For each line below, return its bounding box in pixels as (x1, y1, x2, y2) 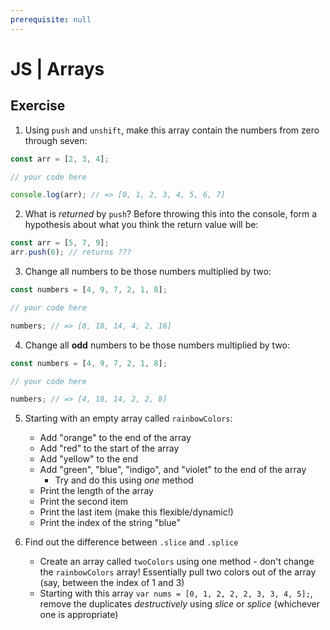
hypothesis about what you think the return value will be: (24, 219, 259, 231)
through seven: (24, 134, 88, 146)
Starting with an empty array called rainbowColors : (24, 412, 233, 425)
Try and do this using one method (54, 474, 194, 486)
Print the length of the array (39, 485, 154, 497)
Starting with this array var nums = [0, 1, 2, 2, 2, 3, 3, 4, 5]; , (39, 587, 313, 600)
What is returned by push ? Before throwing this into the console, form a (24, 208, 318, 220)
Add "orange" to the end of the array (39, 432, 192, 444)
